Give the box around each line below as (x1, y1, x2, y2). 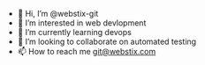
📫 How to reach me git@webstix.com (17, 47, 156, 56)
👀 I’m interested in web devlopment (17, 18, 147, 28)
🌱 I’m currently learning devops (17, 27, 133, 37)
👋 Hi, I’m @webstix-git (17, 9, 99, 18)
